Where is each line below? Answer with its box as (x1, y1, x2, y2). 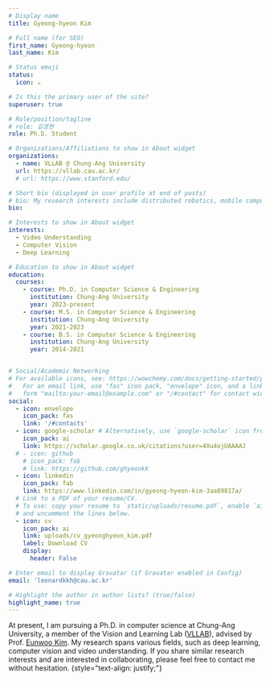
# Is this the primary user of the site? (8, 93, 149, 101)
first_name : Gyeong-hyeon (8, 41, 95, 49)
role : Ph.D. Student (8, 130, 78, 138)
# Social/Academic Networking (8, 367, 110, 376)
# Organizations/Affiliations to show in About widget (8, 144, 196, 153)
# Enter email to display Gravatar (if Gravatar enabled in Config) (8, 569, 243, 577)
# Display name (8, 11, 59, 20)
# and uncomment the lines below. (15, 509, 131, 517)
